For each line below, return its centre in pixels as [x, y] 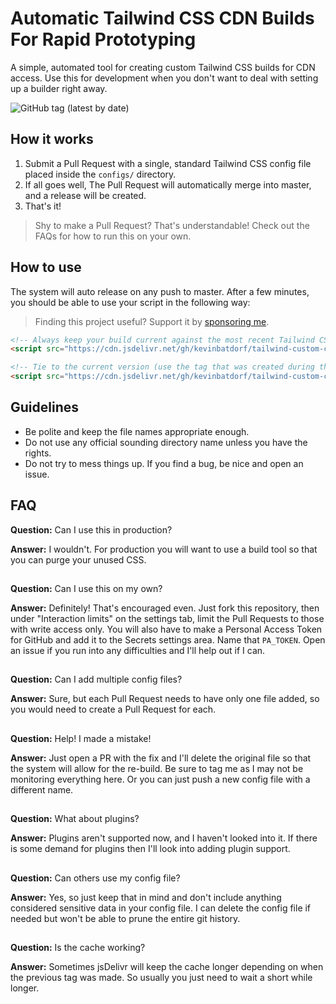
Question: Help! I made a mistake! [81, 738]
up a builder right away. [59, 88]
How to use [46, 267]
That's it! [43, 206]
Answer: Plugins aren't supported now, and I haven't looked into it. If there [164, 838]
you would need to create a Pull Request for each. [113, 709]
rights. [38, 453]
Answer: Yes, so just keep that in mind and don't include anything [146, 897]
